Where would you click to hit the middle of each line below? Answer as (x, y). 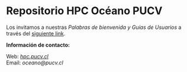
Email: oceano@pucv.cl (35, 63)
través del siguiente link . (36, 33)
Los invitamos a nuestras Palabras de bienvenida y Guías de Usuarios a (94, 27)
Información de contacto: (38, 45)
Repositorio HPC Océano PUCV (84, 11)
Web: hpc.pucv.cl (27, 56)
